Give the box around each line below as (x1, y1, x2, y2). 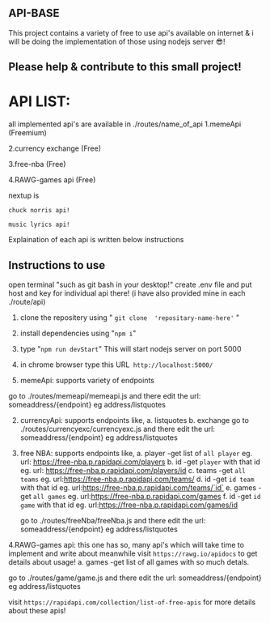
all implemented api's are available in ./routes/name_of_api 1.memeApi (8, 119, 242, 129)
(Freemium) (8, 128, 47, 138)
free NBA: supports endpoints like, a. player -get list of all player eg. (19, 448, 253, 458)
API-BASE (8, 6, 60, 20)
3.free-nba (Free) (8, 160, 66, 169)
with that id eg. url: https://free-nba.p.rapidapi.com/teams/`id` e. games (19, 482, 257, 493)
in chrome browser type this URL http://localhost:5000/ (19, 360, 213, 369)
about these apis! (8, 605, 66, 615)
